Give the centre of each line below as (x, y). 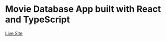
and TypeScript (38, 20)
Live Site (14, 33)
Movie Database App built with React (83, 9)
